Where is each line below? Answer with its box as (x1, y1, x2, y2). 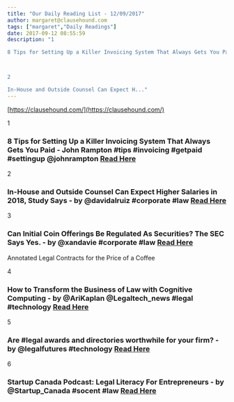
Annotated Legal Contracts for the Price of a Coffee (7, 253, 155, 262)
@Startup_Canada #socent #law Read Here (7, 386, 157, 396)
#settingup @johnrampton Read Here (7, 154, 136, 163)
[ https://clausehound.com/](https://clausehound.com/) (7, 105, 165, 114)
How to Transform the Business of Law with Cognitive (7, 284, 193, 294)
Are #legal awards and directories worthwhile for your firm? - (7, 335, 219, 345)
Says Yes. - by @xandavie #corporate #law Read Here (7, 238, 194, 248)
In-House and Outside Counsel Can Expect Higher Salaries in (7, 186, 218, 196)
